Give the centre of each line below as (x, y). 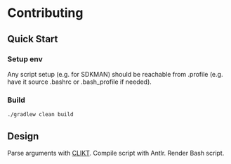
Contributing (45, 13)
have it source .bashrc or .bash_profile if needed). (80, 82)
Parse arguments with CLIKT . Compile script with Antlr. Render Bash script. (116, 153)
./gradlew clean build (40, 115)
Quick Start (33, 39)
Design (23, 136)
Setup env (25, 59)
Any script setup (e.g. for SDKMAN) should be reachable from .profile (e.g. (115, 74)
